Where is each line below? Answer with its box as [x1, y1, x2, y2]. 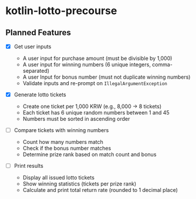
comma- [151, 61, 173, 68]
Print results [13, 163, 43, 170]
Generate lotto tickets [13, 91, 66, 98]
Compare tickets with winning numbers [13, 127, 109, 134]
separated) [22, 68, 50, 75]
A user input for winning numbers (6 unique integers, [22, 61, 151, 68]
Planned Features [5, 28, 72, 38]
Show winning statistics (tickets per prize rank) [22, 180, 137, 187]
